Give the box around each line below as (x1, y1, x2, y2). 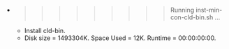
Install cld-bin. (24, 27, 66, 35)
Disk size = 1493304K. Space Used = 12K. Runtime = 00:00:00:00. (24, 34, 216, 42)
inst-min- (195, 6, 223, 14)
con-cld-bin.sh (170, 13, 214, 21)
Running (170, 6, 195, 14)
